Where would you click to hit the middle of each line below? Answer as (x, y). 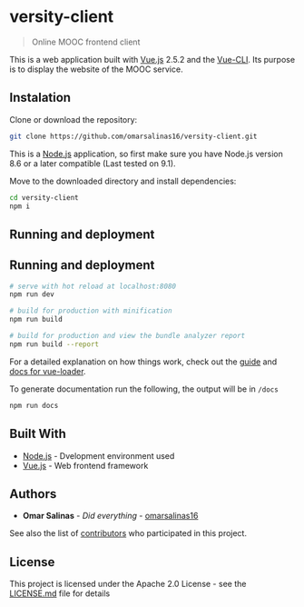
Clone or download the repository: (74, 119)
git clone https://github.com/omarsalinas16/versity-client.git (133, 136)
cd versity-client (44, 197)
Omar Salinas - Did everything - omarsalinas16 (110, 516)
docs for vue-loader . (48, 371)
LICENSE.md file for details (60, 593)
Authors (33, 494)
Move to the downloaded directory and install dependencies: (123, 181)
